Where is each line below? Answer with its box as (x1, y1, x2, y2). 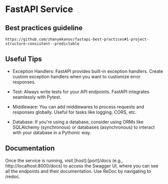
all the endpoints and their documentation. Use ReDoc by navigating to (5, 168, 151, 174)
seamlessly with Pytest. (12, 94, 62, 100)
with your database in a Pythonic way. (12, 129, 91, 135)
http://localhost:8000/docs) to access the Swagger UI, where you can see (5, 162, 159, 169)
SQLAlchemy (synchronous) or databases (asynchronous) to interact (12, 124, 155, 130)
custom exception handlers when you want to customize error (12, 73, 141, 79)
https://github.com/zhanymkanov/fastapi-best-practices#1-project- (5, 37, 149, 42)
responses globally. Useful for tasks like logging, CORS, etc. (12, 109, 137, 115)
